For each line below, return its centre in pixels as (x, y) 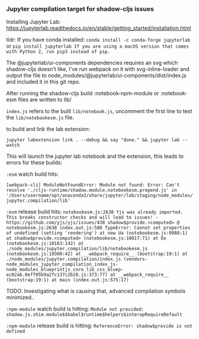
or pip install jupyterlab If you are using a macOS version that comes (98, 46)
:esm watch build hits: (32, 174)
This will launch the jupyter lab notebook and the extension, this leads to (95, 156)
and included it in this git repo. (43, 82)
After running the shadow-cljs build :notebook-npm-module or (83, 94)
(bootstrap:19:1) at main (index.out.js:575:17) (68, 280)
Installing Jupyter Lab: (33, 22)
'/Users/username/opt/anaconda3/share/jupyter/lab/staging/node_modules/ (100, 195)
